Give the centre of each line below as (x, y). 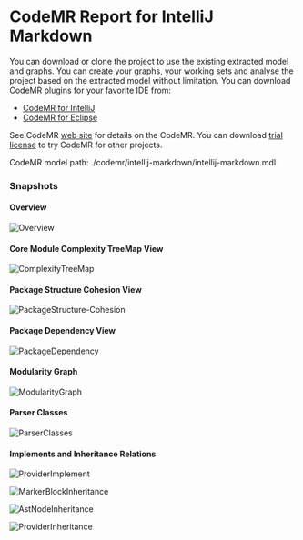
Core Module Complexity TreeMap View (86, 248)
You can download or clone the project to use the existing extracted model (149, 61)
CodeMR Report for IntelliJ (111, 17)
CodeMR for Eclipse (60, 117)
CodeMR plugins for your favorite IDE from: (90, 90)
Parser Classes (39, 413)
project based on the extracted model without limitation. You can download (150, 80)
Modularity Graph (44, 372)
